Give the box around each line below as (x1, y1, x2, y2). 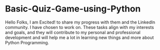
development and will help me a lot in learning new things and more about (5, 35, 154, 40)
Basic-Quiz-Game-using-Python (5, 3, 141, 14)
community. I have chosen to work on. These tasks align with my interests (5, 24, 154, 30)
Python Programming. (5, 39, 49, 45)
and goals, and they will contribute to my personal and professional (5, 29, 141, 35)
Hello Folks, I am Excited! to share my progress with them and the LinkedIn (5, 19, 156, 25)
